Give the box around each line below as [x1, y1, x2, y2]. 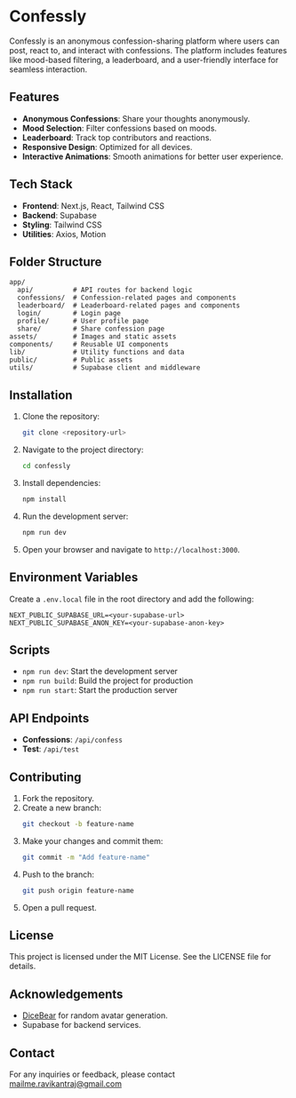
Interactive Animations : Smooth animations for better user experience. [21, 151, 284, 162]
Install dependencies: [21, 477, 101, 488]
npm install [21, 495, 67, 504]
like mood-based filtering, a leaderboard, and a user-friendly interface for [9, 54, 279, 65]
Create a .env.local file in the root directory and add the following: [9, 593, 254, 604]
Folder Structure [9, 254, 102, 269]
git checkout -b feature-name [21, 819, 135, 828]
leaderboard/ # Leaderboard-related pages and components [17, 301, 241, 310]
